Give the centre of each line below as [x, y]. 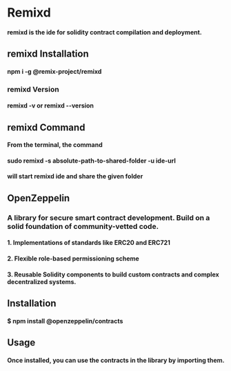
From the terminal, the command [55, 145]
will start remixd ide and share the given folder [75, 177]
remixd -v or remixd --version [51, 106]
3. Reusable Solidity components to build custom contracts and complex [113, 274]
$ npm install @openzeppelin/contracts [65, 321]
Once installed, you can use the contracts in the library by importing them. [116, 360]
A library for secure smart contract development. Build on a [109, 217]
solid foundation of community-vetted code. [83, 226]
